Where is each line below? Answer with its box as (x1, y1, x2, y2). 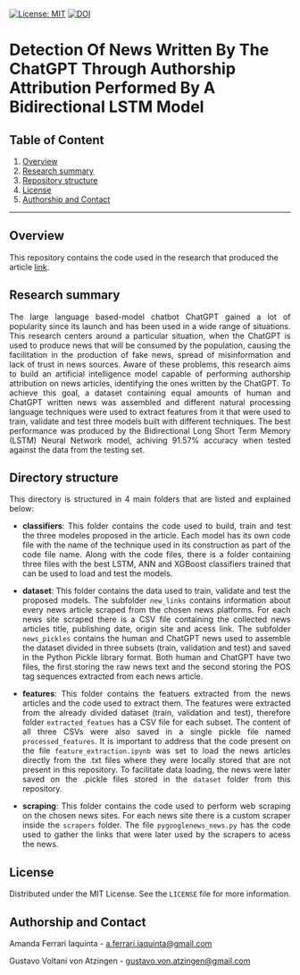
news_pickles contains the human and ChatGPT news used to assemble (21, 633, 291, 644)
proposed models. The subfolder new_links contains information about (21, 595, 291, 606)
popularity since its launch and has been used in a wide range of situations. (9, 320, 291, 331)
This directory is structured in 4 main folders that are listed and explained (9, 494, 291, 504)
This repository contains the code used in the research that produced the (9, 251, 279, 263)
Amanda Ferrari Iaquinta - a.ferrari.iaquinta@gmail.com (9, 938, 212, 949)
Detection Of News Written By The (9, 40, 270, 60)
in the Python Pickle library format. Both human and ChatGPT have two (21, 652, 291, 663)
